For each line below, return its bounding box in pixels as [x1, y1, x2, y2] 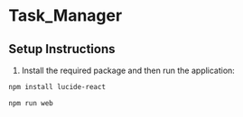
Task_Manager [8, 5, 123, 26]
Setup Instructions [8, 41, 116, 57]
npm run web [8, 98, 53, 108]
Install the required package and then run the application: [21, 65, 236, 76]
